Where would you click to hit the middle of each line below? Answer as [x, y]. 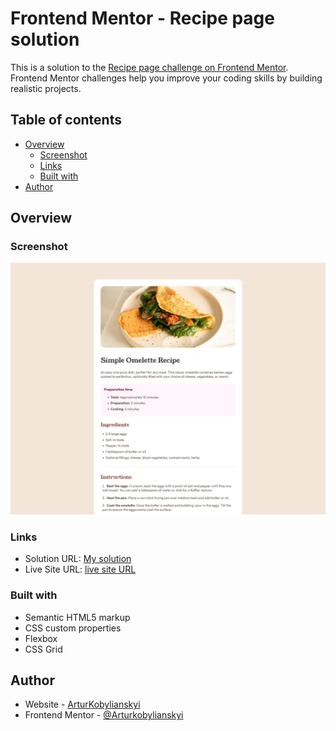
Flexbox [41, 638]
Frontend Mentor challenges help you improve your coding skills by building [166, 78]
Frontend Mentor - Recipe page [142, 18]
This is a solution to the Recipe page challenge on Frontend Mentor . [149, 67]
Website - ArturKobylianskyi [82, 704]
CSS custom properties [73, 628]
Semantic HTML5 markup [77, 617]
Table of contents [66, 120]
